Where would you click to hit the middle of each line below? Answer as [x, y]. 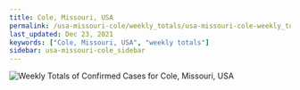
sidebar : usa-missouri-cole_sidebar [77, 51]
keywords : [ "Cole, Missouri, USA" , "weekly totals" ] [109, 42]
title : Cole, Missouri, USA [62, 17]
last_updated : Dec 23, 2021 [62, 34]
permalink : [29, 26]
